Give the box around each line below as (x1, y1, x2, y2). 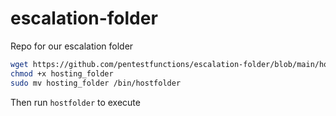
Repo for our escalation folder (10, 40, 134, 52)
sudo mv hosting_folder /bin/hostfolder (10, 78, 182, 88)
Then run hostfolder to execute (10, 96, 141, 108)
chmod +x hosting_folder (10, 68, 114, 79)
